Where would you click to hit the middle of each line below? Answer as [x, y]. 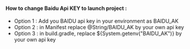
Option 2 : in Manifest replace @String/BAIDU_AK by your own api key [99, 27]
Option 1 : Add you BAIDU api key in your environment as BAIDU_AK [96, 21]
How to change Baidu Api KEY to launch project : [66, 8]
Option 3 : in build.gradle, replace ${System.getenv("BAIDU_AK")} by [98, 34]
